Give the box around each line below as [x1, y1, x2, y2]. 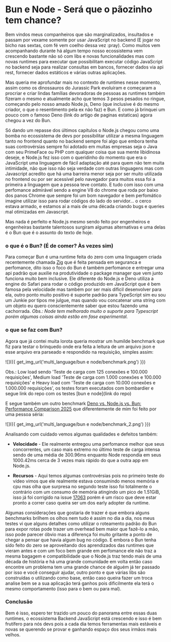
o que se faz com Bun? [5, 326, 63, 333]
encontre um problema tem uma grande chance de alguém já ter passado [5, 564, 160, 570]
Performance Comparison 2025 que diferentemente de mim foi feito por [5, 405, 157, 412]
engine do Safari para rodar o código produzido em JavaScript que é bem [5, 281, 161, 287]
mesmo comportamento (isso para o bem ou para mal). [5, 585, 121, 591]
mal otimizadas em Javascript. [5, 209, 69, 215]
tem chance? [5, 14, 62, 26]
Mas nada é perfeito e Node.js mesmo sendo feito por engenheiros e [5, 218, 150, 224]
